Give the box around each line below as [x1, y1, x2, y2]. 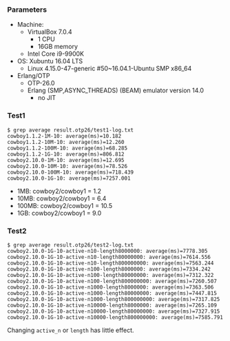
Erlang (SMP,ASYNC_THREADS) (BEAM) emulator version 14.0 [27, 86, 205, 94]
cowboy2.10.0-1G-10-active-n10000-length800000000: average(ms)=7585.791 [7, 313, 224, 321]
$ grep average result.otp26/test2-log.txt [7, 241, 134, 249]
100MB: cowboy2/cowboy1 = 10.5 [17, 201, 112, 209]
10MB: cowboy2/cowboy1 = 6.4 [17, 194, 107, 203]
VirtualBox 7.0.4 [27, 28, 72, 36]
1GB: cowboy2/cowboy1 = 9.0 [17, 209, 102, 217]
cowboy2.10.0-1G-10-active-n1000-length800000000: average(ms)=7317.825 [7, 296, 220, 302]
